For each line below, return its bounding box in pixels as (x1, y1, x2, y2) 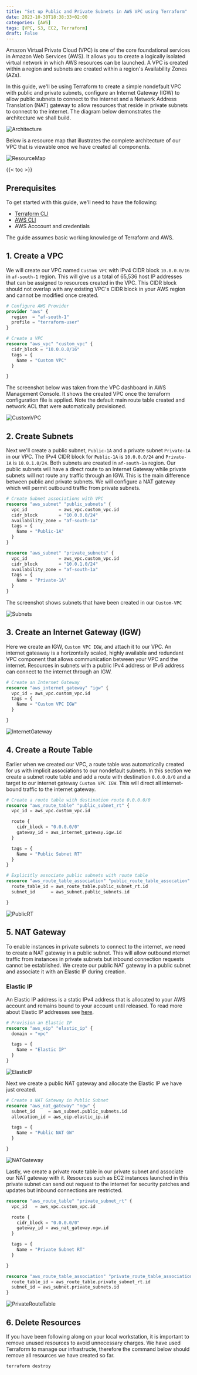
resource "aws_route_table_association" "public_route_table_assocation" (6, 878, 191, 884)
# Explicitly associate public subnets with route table (6, 873, 148, 879)
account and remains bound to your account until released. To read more (6, 1002, 183, 1009)
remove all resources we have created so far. (6, 1351, 115, 1359)
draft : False (6, 31, 38, 36)
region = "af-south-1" (11, 314, 69, 320)
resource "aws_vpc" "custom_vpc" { (6, 341, 93, 347)
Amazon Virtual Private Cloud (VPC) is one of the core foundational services (6, 46, 191, 54)
